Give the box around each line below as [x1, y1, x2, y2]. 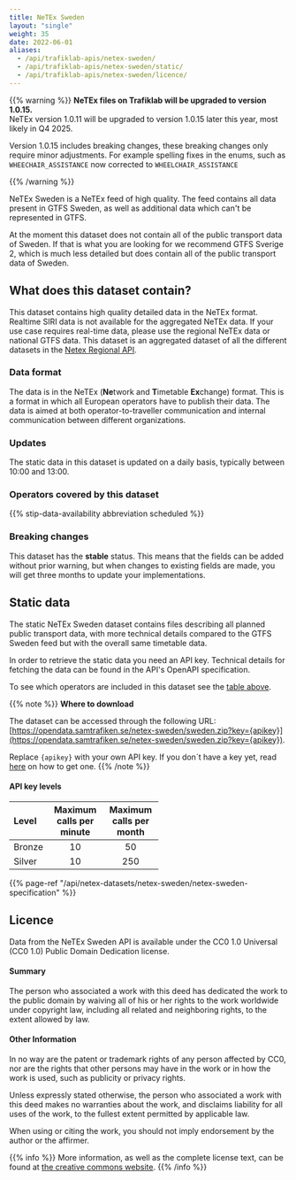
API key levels [9, 781, 62, 792]
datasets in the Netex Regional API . [9, 344, 137, 355]
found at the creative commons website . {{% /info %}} [9, 1161, 208, 1172]
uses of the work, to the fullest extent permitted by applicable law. [9, 1108, 250, 1119]
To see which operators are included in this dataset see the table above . [9, 681, 272, 691]
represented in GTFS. [9, 212, 87, 222]
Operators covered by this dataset [9, 489, 159, 501]
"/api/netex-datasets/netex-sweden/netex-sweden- [59, 877, 248, 888]
